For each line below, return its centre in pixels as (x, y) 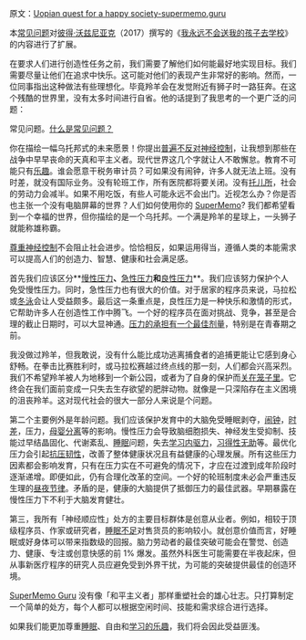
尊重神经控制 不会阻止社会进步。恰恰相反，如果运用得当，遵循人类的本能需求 (153, 247)
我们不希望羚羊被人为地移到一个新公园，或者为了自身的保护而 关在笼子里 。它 (153, 378)
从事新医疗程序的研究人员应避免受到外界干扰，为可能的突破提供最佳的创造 (149, 565)
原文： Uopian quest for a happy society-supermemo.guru (118, 13)
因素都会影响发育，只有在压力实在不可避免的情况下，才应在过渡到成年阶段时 (153, 465)
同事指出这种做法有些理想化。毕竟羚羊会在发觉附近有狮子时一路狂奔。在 (153, 86)
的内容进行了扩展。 (46, 44)
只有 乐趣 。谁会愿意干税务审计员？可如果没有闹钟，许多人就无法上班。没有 (157, 171)
